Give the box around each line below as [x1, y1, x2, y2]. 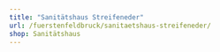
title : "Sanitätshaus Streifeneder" [9, 12, 144, 22]
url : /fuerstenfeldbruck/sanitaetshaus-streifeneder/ [9, 21, 212, 30]
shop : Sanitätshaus [9, 29, 81, 38]
